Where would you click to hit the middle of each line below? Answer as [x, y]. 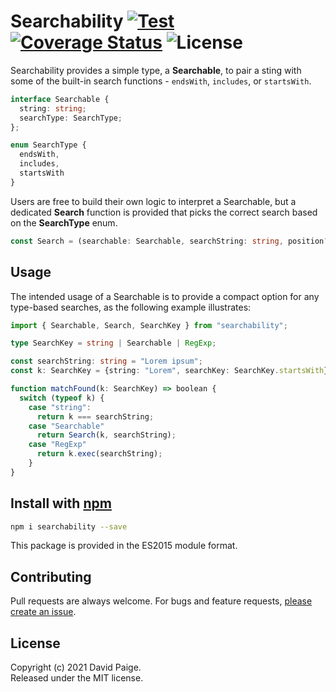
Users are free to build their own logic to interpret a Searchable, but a [153, 201]
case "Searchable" [66, 426]
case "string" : [60, 407]
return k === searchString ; [95, 416]
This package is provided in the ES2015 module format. [124, 546]
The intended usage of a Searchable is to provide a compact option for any [165, 296]
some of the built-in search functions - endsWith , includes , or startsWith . [161, 81]
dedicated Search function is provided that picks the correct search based [164, 212]
